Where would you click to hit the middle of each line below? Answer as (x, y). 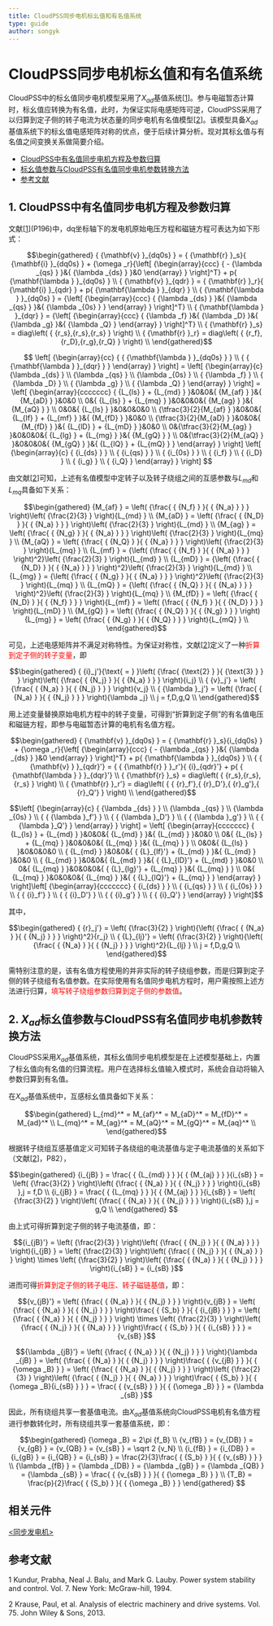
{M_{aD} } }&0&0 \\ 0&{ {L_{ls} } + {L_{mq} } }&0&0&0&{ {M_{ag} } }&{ (136, 401)
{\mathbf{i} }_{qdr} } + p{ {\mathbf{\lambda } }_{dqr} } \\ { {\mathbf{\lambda (136, 289)
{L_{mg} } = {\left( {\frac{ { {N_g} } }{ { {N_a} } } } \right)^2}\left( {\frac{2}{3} (136, 576)
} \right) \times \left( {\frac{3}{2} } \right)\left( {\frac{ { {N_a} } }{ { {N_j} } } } (136, 1260)
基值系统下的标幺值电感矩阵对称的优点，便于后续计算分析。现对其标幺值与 (133, 131)
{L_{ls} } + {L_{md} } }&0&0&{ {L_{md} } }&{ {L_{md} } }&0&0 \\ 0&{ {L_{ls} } (136, 835)
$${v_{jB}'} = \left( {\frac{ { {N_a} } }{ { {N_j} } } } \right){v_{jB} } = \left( (136, 1301)
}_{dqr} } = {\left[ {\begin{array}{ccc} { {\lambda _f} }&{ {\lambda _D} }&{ (136, 315)
